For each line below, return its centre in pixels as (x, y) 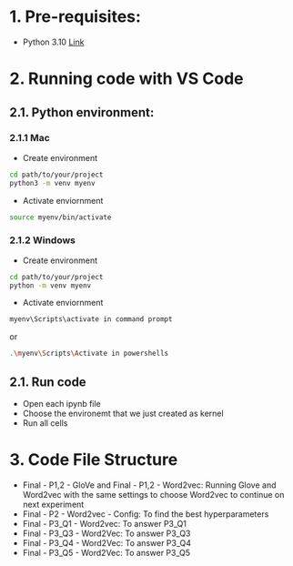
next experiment (53, 504)
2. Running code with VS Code (126, 79)
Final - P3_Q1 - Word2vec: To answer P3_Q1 (104, 523)
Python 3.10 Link (53, 42)
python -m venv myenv (51, 285)
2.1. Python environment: (82, 112)
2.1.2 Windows (42, 240)
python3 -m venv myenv (52, 183)
